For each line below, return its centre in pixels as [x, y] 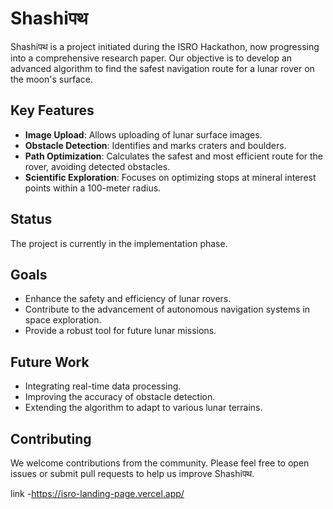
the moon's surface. [51, 79]
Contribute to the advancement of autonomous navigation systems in [167, 309]
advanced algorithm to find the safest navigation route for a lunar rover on [162, 68]
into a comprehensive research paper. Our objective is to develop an [151, 58]
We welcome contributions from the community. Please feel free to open [160, 463]
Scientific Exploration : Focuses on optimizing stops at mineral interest [170, 177]
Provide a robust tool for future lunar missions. [120, 331]
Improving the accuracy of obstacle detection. [120, 397]
